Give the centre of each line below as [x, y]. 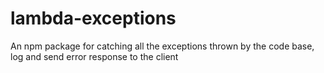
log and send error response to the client [94, 56]
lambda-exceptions [93, 18]
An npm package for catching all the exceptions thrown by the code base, [162, 46]
